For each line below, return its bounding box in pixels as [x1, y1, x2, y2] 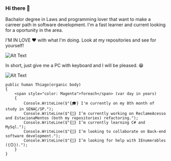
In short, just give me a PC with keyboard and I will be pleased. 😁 [5, 63, 144, 69]
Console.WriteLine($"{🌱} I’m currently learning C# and [24, 120, 145, 125]
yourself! [5, 43, 24, 49]
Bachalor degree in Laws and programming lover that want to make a [5, 16, 151, 23]
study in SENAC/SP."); [5, 107, 54, 112]
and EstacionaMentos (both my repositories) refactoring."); [5, 115, 139, 121]
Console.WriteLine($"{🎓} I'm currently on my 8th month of [24, 101, 155, 106]
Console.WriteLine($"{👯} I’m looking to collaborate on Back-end [24, 129, 166, 134]
